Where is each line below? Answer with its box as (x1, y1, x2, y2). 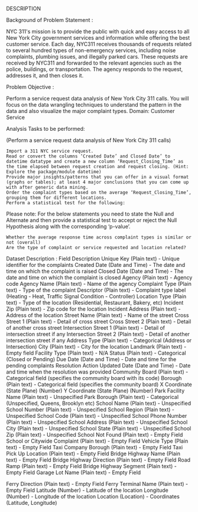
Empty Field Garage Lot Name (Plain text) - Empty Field (6, 469, 141, 476)
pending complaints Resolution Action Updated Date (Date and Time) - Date (6, 362, 191, 369)
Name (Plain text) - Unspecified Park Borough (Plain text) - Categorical (6, 394, 179, 400)
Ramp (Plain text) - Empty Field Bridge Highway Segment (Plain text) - (6, 463, 177, 469)
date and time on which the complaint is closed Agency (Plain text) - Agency (6, 274, 193, 281)
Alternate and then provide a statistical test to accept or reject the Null (6, 217, 177, 224)
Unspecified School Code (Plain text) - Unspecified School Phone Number (6, 413, 187, 419)
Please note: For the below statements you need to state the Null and (6, 210, 174, 217)
